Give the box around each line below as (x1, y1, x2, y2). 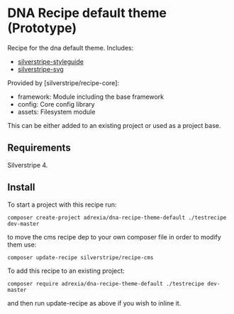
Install (7, 181, 35, 193)
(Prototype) (7, 20, 77, 36)
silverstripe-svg (17, 65, 64, 73)
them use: (7, 240, 37, 249)
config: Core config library (17, 99, 95, 108)
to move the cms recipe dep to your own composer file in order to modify (7, 232, 221, 241)
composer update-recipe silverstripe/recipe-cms (7, 254, 154, 261)
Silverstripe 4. (7, 161, 48, 169)
